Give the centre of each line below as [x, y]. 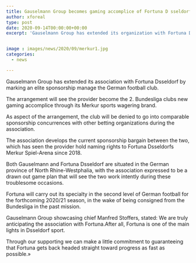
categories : [20, 54]
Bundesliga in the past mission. [43, 206]
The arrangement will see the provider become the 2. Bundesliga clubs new [97, 99]
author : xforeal [26, 17]
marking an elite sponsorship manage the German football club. [83, 88]
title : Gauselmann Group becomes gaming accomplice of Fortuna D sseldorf [99, 11]
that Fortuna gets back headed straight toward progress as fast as [85, 248]
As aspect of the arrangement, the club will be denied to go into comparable [98, 116]
